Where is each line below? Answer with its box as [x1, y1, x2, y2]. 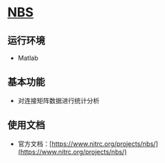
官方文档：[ [17, 140, 52, 148]
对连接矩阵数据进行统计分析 [17, 96, 100, 105]
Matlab [17, 54, 39, 62]
